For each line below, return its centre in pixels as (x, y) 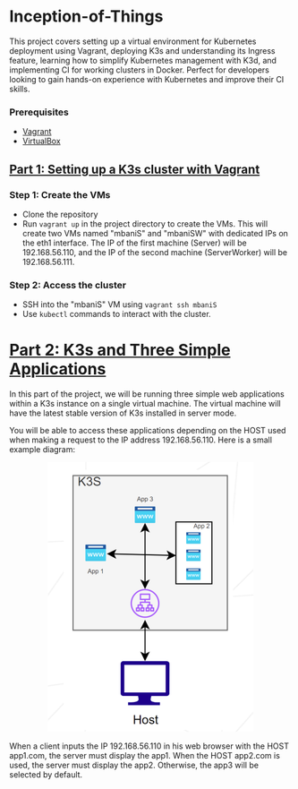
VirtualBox (41, 142)
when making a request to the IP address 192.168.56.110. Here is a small (141, 440)
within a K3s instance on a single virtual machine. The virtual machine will (145, 404)
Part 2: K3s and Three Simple (120, 350)
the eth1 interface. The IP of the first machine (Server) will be (135, 243)
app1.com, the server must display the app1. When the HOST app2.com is (145, 756)
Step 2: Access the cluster (68, 285)
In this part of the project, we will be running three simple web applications (147, 394)
